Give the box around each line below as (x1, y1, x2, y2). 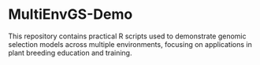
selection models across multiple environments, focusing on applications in (8, 39, 252, 49)
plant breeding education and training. (8, 48, 132, 57)
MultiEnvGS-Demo (8, 5, 133, 23)
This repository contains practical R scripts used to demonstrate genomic (8, 31, 247, 41)
